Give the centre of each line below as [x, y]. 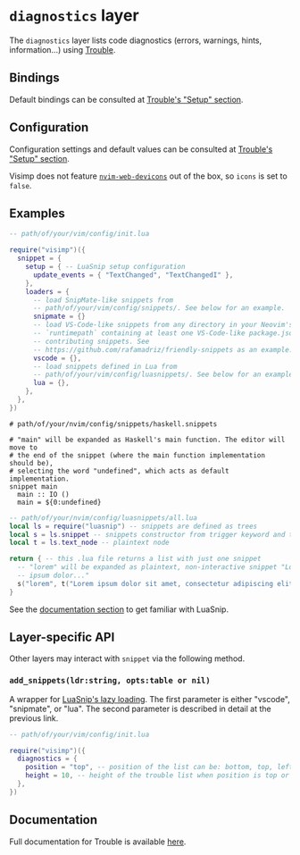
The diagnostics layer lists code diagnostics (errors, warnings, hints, [136, 40]
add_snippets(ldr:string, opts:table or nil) [110, 681]
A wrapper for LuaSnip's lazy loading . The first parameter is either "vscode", [150, 699]
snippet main [33, 486]
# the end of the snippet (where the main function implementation [137, 455]
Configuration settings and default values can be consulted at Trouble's [141, 149]
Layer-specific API [62, 637]
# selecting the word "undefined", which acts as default [119, 471]
